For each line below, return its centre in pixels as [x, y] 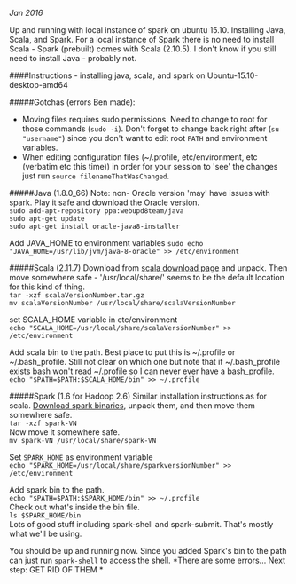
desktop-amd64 [39, 85]
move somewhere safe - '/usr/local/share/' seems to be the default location [147, 277]
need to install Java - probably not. [73, 58]
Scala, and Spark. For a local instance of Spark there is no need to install [142, 39]
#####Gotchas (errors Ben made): [72, 102]
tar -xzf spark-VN [43, 423]
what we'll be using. [46, 533]
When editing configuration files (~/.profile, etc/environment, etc [140, 157]
